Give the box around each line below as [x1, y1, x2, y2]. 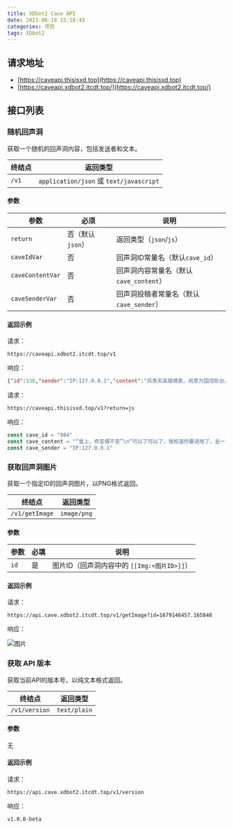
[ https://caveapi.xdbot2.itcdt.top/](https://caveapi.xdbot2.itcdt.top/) [17, 83, 212, 91]
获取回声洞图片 [7, 462, 58, 472]
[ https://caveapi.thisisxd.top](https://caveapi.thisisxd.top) [17, 76, 182, 84]
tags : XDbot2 [7, 29, 45, 37]
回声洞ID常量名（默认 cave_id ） [116, 252, 218, 262]
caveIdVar [10, 253, 43, 261]
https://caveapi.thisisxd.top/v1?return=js [7, 405, 135, 412]
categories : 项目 [7, 23, 55, 30]
